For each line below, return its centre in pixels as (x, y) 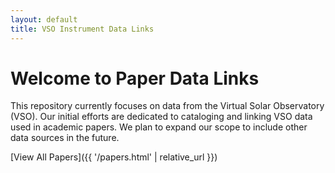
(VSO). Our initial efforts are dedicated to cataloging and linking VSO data (161, 117)
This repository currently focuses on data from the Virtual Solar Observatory (167, 106)
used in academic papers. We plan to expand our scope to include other (159, 127)
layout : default (44, 19)
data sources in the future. (65, 138)
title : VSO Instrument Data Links (82, 29)
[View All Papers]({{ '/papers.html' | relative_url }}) (114, 157)
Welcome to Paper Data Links (135, 78)
